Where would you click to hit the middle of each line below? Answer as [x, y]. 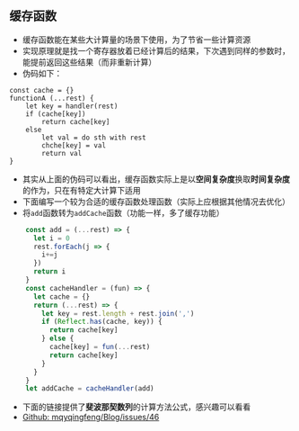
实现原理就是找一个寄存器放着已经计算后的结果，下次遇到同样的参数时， [156, 50]
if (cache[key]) [56, 114]
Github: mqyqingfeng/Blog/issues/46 [91, 418]
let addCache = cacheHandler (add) [90, 389]
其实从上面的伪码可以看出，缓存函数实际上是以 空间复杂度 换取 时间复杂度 [156, 179]
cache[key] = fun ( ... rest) [100, 347]
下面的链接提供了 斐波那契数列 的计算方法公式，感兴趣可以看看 [136, 407]
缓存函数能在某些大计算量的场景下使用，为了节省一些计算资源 [136, 40]
